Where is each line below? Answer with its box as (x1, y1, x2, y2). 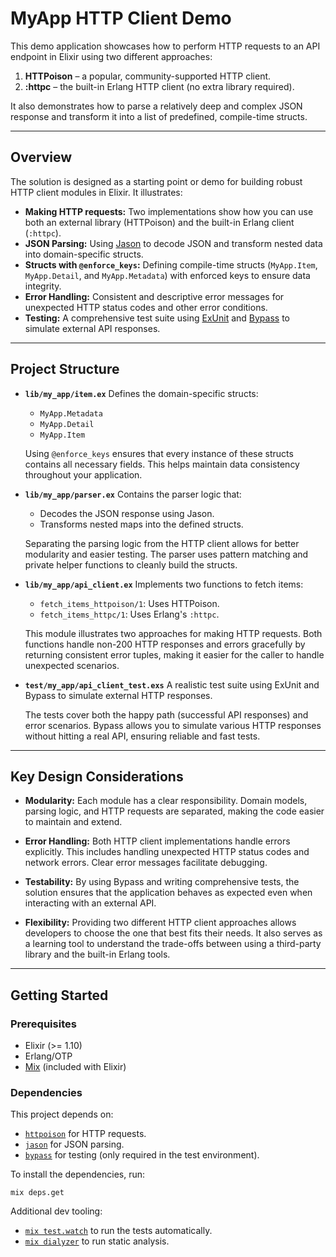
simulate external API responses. (24, 322, 161, 334)
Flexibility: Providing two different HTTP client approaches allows (24, 917, 297, 929)
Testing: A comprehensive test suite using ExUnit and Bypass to (24, 312, 290, 324)
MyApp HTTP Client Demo (10, 7, 232, 30)
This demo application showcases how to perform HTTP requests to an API (10, 40, 321, 52)
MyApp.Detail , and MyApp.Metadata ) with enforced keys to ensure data (24, 269, 311, 281)
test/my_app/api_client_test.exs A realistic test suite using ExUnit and (24, 678, 320, 691)
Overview (10, 149, 73, 166)
